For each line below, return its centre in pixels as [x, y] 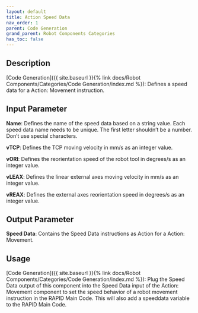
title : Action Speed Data [38, 17]
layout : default [26, 12]
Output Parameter [40, 219]
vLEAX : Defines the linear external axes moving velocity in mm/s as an [92, 176]
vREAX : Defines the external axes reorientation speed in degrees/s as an [95, 194]
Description [28, 63]
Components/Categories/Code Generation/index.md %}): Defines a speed [97, 84]
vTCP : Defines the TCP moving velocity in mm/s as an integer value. [90, 147]
